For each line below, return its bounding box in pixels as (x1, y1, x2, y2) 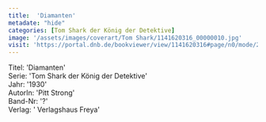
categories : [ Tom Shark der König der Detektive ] (8, 26, 176, 34)
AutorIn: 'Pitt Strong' (8, 88, 75, 97)
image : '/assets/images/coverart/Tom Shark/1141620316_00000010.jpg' (8, 33, 243, 42)
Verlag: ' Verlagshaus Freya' (8, 105, 101, 115)
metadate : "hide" (8, 19, 66, 27)
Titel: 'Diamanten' (8, 63, 66, 72)
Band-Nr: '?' (8, 97, 48, 106)
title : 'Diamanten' (8, 11, 77, 20)
